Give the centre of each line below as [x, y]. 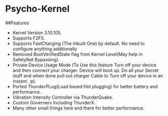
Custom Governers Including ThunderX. [54, 102]
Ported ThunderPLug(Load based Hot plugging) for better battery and [85, 86]
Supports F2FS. [29, 38]
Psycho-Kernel [37, 9]
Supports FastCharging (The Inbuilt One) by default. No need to [78, 43]
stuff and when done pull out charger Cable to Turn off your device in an [88, 75]
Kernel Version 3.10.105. [37, 32]
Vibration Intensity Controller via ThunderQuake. [63, 97]
